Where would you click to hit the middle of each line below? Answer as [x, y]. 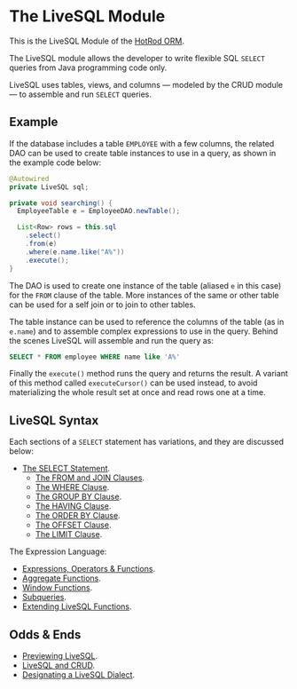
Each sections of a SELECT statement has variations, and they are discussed [147, 442]
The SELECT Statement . [66, 469]
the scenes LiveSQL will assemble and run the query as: [112, 340]
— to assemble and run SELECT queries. [81, 94]
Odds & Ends [45, 634]
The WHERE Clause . [72, 487]
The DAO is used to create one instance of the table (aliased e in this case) [145, 285]
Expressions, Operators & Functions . [89, 569]
